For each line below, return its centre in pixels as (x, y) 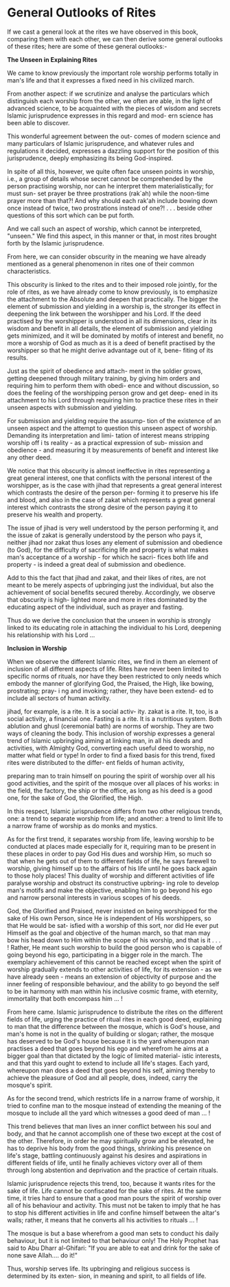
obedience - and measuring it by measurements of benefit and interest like (113, 450)
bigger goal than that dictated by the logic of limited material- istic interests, (114, 1056)
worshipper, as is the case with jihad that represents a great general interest (115, 485)
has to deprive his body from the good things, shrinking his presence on (109, 1148)
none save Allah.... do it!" (42, 1255)
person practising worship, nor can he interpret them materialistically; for (111, 186)
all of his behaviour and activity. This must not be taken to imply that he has (114, 1205)
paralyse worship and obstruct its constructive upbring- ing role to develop (113, 883)
